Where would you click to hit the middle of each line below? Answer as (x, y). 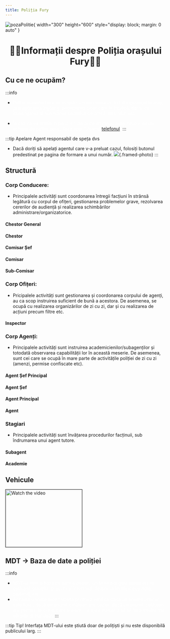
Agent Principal (22, 399)
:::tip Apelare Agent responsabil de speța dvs (53, 138)
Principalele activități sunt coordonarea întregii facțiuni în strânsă (81, 196)
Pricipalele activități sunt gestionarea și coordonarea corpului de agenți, (88, 295)
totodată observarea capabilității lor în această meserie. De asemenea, (87, 353)
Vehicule (20, 480)
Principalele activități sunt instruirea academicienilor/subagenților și (83, 347)
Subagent (16, 452)
